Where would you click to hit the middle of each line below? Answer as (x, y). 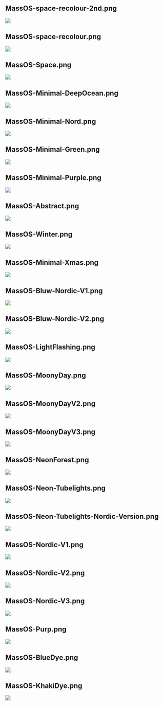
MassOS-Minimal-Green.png (53, 149)
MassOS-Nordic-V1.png (44, 545)
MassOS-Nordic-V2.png (45, 573)
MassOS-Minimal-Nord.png (51, 121)
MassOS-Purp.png (36, 629)
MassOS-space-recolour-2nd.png (61, 8)
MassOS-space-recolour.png (53, 37)
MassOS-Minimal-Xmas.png (52, 263)
